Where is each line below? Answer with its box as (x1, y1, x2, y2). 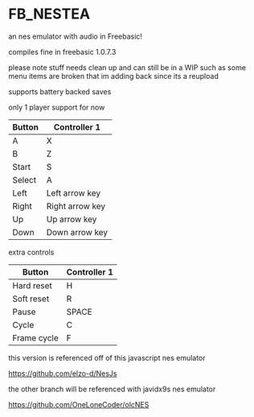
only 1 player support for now (8, 102, 105, 112)
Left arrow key (46, 187, 101, 198)
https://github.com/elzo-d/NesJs (8, 368, 117, 378)
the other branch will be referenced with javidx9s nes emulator (8, 384, 216, 394)
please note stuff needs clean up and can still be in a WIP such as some (8, 62, 247, 72)
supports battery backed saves (8, 86, 112, 97)
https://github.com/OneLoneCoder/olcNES (8, 399, 150, 409)
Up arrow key (46, 213, 97, 225)
